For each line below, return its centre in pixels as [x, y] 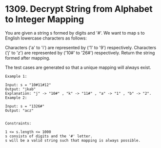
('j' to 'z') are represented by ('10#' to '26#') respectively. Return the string [80, 53]
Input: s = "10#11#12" [28, 85]
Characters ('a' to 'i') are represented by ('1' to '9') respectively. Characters [81, 47]
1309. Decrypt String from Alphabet [79, 9]
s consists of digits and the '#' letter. [49, 136]
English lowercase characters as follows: [46, 38]
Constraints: [18, 123]
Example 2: [16, 98]
